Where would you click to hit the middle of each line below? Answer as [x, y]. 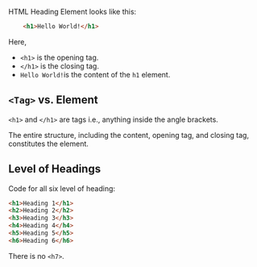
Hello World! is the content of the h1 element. [95, 74]
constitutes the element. [48, 144]
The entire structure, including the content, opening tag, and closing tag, [129, 135]
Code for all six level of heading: [62, 188]
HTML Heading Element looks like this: [73, 12]
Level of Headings [55, 169]
